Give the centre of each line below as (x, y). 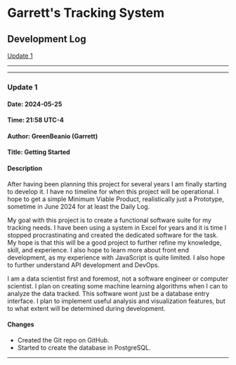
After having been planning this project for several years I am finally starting (117, 184)
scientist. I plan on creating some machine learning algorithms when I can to (118, 286)
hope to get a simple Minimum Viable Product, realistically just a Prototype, (116, 199)
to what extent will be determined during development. (87, 308)
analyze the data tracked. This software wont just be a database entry (109, 293)
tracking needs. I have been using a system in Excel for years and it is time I (117, 227)
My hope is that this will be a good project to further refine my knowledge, (114, 242)
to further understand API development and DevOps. (84, 264)
